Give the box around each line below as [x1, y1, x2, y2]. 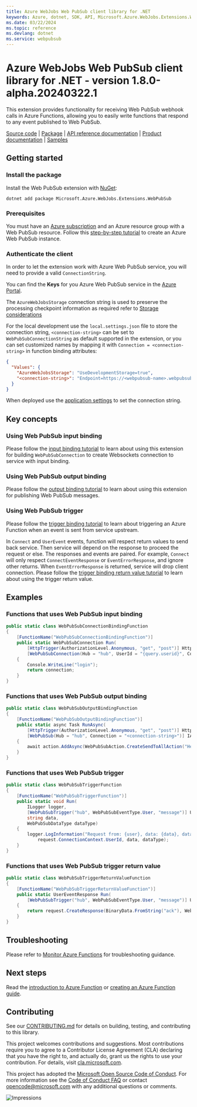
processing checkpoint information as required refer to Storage [6, 305, 159, 312]
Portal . [6, 287, 22, 295]
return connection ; [27, 667, 75, 673]
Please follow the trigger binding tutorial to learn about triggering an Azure [6, 520, 186, 527]
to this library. [6, 1029, 39, 1036]
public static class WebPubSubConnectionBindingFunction [6, 623, 148, 629]
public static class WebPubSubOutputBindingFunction [6, 705, 138, 712]
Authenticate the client [6, 250, 73, 258]
